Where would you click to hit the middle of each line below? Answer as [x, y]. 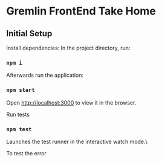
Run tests [18, 114]
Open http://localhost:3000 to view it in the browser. [71, 102]
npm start [21, 90]
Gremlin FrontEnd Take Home [81, 11]
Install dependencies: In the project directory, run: [68, 48]
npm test [19, 129]
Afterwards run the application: [45, 75]
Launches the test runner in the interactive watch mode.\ [77, 141]
